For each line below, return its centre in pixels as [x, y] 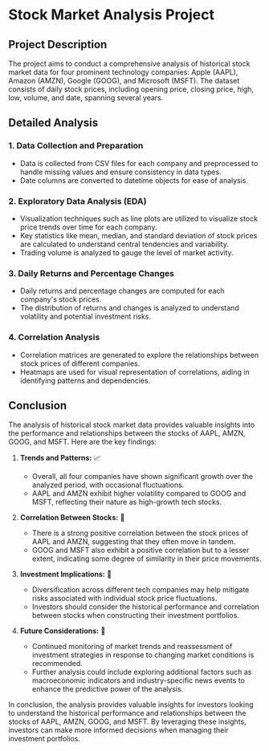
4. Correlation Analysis [54, 337]
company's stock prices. [61, 299]
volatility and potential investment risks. [85, 317]
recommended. [57, 664]
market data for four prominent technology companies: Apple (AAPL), [123, 72]
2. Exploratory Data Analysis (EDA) [77, 201]
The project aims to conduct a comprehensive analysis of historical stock [129, 63]
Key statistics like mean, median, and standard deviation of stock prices [139, 235]
